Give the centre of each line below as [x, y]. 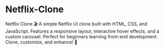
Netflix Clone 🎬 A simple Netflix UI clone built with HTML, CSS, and [76, 23]
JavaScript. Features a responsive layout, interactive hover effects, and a [82, 31]
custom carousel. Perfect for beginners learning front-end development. [81, 36]
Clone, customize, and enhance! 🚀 [42, 42]
